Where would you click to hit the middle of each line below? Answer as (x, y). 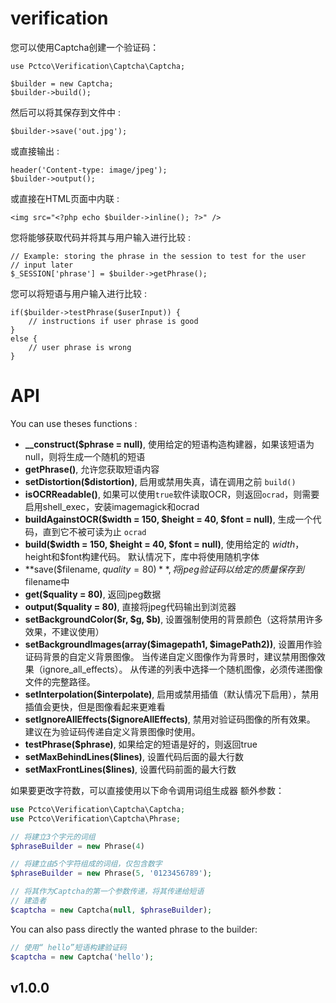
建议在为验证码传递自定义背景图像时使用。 (112, 731)
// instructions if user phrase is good (113, 321)
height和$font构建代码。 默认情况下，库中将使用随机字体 (142, 556)
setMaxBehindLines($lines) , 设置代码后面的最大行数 (134, 756)
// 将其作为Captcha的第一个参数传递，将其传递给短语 (107, 892)
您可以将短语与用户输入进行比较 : (78, 293)
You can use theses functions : (74, 423)
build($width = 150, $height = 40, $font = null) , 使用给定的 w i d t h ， (164, 544)
